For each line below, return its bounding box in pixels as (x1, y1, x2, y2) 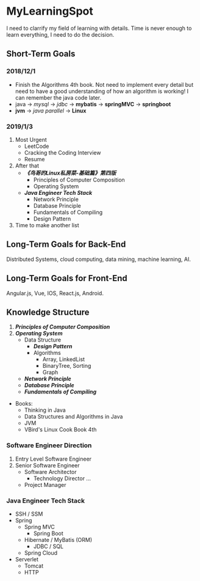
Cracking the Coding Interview (24, 148, 101, 156)
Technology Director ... (33, 475, 91, 482)
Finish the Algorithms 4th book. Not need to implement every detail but (15, 81, 194, 88)
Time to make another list (15, 221, 79, 228)
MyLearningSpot (6, 4, 93, 18)
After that (15, 162, 40, 169)
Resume (24, 155, 45, 163)
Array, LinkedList (42, 356, 85, 363)
